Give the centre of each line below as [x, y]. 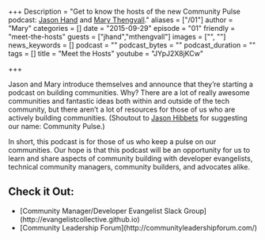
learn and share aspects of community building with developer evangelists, [131, 158]
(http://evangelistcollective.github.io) [79, 219]
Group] [195, 211]
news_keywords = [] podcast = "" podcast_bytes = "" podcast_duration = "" [132, 45]
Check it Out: [41, 192]
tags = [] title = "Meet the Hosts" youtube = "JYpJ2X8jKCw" [106, 53]
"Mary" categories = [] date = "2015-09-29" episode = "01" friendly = [122, 28]
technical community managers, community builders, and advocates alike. [129, 167]
